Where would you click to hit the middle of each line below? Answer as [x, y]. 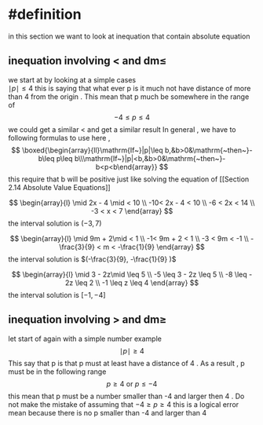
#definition [45, 15]
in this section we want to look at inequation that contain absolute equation [129, 36]
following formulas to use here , [59, 137]
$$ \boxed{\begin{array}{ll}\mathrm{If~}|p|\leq [87, 150]
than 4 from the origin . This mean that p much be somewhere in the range [129, 97]
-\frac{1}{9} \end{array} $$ [161, 247]
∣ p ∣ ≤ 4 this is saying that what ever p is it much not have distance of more [130, 88]
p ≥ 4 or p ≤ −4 [132, 383]
